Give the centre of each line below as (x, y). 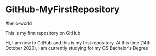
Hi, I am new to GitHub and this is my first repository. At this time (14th (78, 43)
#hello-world (18, 23)
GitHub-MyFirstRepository (62, 9)
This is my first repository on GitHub (43, 33)
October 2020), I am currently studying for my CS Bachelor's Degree (77, 48)
